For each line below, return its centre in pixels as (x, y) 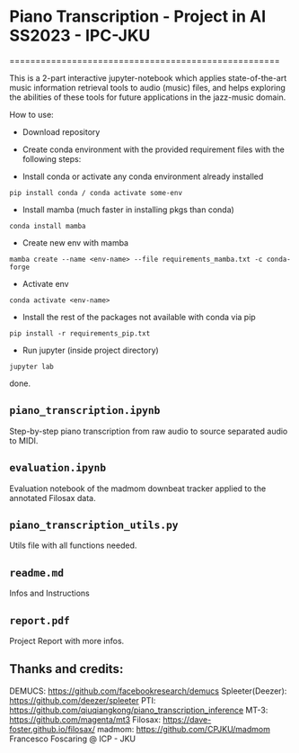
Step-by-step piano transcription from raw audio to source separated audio (149, 431)
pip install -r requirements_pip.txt (80, 333)
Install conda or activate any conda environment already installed (143, 176)
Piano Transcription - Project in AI (138, 17)
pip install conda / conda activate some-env (96, 193)
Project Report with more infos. (67, 641)
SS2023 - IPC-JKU (80, 36)
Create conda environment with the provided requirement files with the (154, 149)
